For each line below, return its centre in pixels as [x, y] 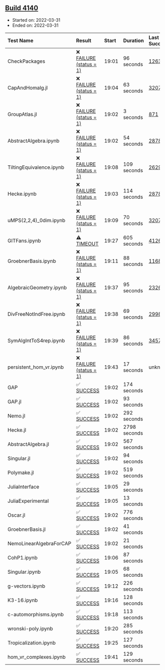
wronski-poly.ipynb [30, 629]
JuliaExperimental [28, 501]
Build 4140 [22, 8]
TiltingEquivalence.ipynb [36, 167]
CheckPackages [27, 61]
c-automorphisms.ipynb [36, 614]
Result [84, 40]
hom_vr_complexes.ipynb [37, 657]
